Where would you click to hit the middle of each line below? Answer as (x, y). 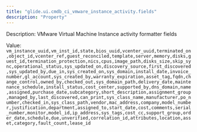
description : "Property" (37, 17)
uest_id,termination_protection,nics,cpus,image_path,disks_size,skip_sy (99, 61)
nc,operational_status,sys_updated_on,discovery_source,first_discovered (99, 66)
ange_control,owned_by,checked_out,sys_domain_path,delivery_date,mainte (99, 82)
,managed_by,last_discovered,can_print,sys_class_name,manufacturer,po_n (99, 97)
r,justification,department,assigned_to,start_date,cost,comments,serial (99, 108)
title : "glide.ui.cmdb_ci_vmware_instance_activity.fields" (82, 11)
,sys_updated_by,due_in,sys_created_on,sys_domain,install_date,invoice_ (99, 71)
